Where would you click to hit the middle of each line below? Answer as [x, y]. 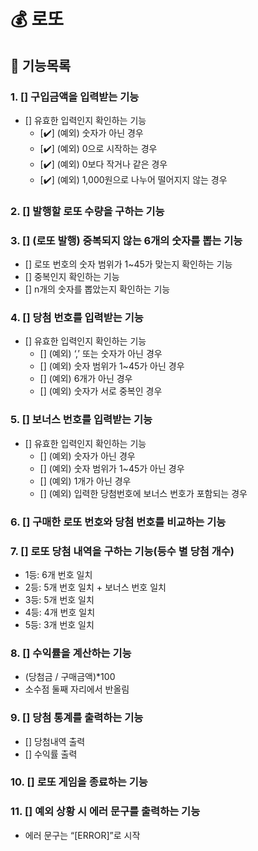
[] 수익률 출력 [51, 754]
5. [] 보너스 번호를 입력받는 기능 [81, 420]
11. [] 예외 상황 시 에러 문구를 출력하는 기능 [105, 812]
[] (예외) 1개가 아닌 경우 [85, 481]
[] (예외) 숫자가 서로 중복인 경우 [101, 391]
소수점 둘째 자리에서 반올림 [77, 689]
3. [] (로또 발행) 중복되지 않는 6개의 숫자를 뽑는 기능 [126, 240]
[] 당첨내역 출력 [55, 741]
